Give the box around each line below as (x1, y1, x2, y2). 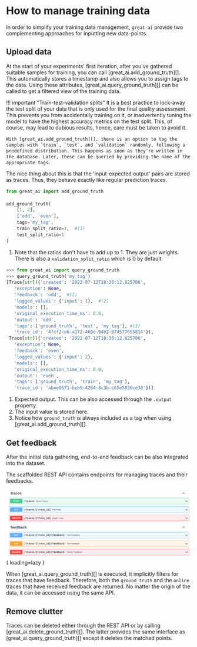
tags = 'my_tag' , (16, 220, 54, 225)
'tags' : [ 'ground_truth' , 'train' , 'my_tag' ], (14, 379, 131, 385)
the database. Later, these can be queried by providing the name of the (6, 154, 191, 160)
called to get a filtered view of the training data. (6, 87, 121, 95)
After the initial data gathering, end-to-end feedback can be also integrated (6, 453, 189, 460)
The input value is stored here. (14, 408, 89, 416)
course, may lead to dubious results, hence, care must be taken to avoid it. (6, 124, 187, 131)
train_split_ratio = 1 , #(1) (16, 225, 85, 231)
